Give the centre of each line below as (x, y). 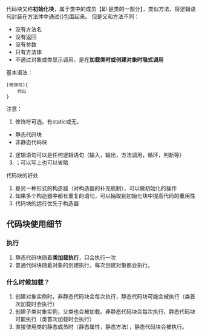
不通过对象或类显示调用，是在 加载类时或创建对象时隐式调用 (89, 60)
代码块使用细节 (34, 224)
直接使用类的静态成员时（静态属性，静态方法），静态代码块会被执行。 (101, 326)
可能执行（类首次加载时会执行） (55, 319)
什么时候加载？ (28, 282)
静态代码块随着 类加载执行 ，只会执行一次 (65, 257)
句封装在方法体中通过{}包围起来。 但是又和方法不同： (73, 16)
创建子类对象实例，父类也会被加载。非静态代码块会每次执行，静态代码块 (105, 311)
